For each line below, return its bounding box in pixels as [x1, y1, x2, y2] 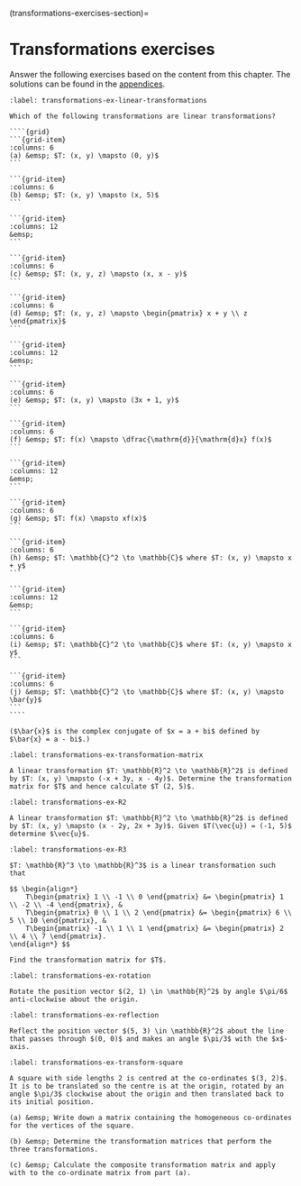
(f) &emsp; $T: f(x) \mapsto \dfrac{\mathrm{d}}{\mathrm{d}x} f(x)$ [9, 434, 272, 444]
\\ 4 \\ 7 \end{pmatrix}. [9, 932, 106, 941]
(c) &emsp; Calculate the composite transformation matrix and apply [9, 1160, 277, 1170]
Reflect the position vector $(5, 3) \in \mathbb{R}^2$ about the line [9, 1026, 284, 1035]
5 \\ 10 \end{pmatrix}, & [9, 916, 106, 925]
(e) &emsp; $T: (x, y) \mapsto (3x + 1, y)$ [9, 396, 179, 405]
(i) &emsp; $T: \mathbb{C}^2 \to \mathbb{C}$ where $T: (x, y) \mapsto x [9, 640, 293, 649]
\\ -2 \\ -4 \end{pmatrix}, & [9, 900, 123, 909]
